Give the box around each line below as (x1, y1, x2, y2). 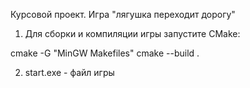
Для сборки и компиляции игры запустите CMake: (24, 28, 241, 39)
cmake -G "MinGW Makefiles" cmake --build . (10, 47, 200, 59)
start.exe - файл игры (24, 67, 115, 78)
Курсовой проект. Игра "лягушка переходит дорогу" (10, 9, 236, 20)
